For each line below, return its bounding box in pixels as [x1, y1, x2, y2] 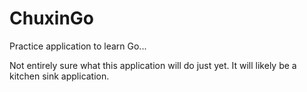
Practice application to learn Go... [9, 40, 147, 52]
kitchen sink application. [9, 70, 110, 82]
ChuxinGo [9, 7, 95, 30]
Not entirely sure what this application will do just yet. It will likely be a [9, 59, 297, 71]
